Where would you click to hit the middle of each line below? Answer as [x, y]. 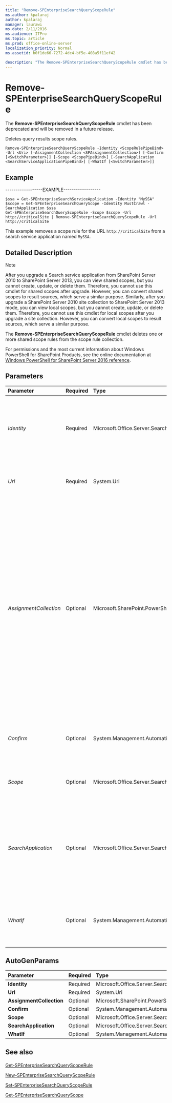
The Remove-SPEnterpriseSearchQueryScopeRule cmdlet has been [79, 124]
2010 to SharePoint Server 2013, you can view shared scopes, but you [79, 280]
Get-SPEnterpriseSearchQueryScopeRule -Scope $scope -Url [68, 213]
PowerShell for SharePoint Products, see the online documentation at [78, 355]
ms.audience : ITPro [26, 34]
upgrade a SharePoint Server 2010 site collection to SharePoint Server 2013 [85, 302]
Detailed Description [39, 252]
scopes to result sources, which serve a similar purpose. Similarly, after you [85, 297]
